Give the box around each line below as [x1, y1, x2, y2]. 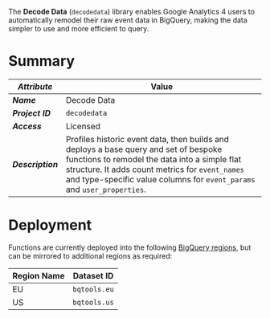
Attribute [17, 80, 53, 92]
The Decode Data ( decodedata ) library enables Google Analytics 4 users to [8, 7, 256, 16]
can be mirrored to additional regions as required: [8, 251, 173, 260]
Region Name [12, 270, 65, 281]
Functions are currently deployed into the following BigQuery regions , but [8, 243, 252, 252]
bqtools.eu [72, 284, 114, 294]
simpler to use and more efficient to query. [8, 24, 149, 33]
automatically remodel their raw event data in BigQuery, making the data [8, 15, 247, 25]
